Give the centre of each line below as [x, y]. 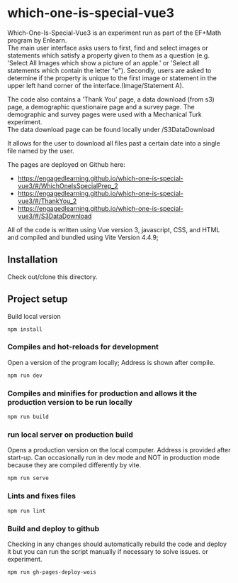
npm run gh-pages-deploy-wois [52, 572]
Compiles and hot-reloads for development [83, 347]
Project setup [38, 299]
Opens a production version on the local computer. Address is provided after [119, 450]
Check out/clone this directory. [52, 277]
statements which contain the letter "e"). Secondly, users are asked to [109, 70]
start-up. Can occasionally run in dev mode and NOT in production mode [114, 458]
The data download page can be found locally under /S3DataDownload [111, 129]
